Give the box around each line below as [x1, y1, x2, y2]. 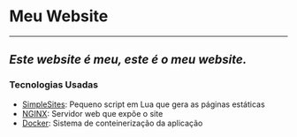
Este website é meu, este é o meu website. [9, 52, 247, 67]
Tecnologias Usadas [9, 79, 99, 91]
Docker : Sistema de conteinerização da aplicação [21, 118, 203, 128]
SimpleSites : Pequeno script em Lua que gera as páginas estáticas [21, 99, 265, 110]
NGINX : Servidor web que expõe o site [21, 108, 164, 118]
